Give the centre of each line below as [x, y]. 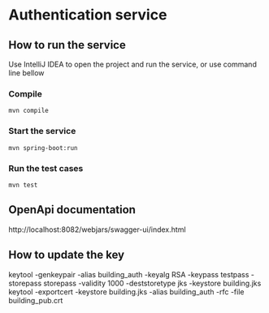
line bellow [26, 73]
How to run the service [67, 45]
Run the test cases [46, 168]
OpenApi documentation [72, 210]
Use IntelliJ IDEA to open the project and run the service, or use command [133, 64]
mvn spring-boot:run [43, 148]
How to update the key [66, 255]
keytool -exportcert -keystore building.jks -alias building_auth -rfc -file [126, 292]
